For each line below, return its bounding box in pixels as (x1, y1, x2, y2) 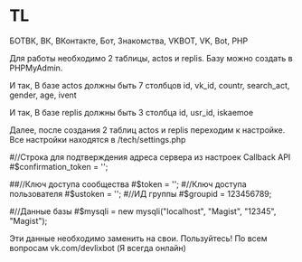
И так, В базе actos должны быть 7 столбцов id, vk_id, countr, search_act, (9, 80, 290, 90)
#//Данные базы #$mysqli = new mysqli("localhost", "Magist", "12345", (9, 205, 277, 217)
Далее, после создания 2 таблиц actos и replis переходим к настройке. (9, 124, 286, 136)
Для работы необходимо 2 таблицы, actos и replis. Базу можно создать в (9, 52, 293, 63)
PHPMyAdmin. (9, 62, 63, 73)
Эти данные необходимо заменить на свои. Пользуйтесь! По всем (9, 232, 268, 244)
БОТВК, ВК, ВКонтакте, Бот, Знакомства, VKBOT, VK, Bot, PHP (9, 35, 249, 46)
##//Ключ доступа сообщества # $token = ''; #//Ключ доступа (9, 178, 247, 190)
